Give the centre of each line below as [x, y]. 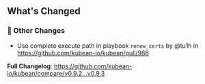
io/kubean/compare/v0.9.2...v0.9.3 [56, 73]
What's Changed [44, 11]
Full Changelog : [30, 66]
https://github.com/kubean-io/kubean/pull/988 [83, 53]
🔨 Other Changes [36, 31]
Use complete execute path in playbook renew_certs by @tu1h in [108, 45]
